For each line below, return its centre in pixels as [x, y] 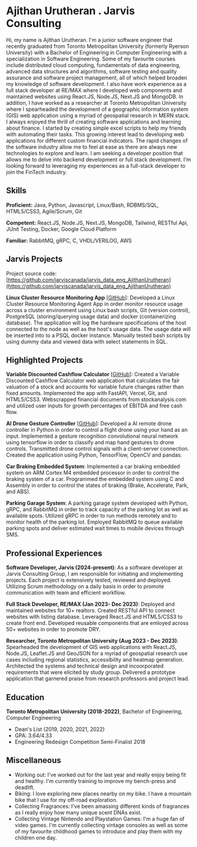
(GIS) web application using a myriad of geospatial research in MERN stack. [98, 115]
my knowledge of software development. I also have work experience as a [96, 84]
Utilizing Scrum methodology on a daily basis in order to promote [85, 586]
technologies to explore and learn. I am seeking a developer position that [95, 153]
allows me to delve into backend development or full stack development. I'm [99, 159]
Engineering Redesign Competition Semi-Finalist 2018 [80, 742]
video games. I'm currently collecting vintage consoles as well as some [101, 825]
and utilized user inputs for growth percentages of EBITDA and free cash [94, 406]
